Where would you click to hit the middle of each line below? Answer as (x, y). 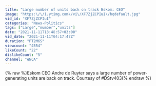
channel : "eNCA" (21, 59)
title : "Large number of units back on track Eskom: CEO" (65, 9)
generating (16, 78)
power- (140, 73)
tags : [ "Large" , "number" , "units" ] (40, 28)
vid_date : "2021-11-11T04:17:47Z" (40, 37)
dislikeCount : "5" (24, 55)
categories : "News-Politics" (35, 23)
